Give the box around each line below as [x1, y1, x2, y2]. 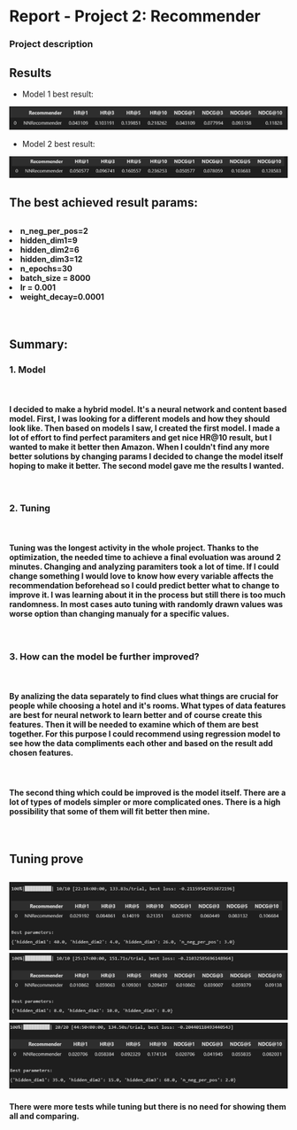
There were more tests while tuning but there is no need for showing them [9, 1102, 287, 1112]
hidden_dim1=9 [20, 235, 78, 245]
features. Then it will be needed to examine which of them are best [9, 719, 259, 729]
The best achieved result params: [9, 195, 199, 210]
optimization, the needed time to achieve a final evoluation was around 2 [9, 552, 281, 563]
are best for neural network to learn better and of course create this [9, 709, 263, 720]
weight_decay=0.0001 [20, 291, 104, 302]
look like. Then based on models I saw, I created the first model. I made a [9, 423, 280, 433]
